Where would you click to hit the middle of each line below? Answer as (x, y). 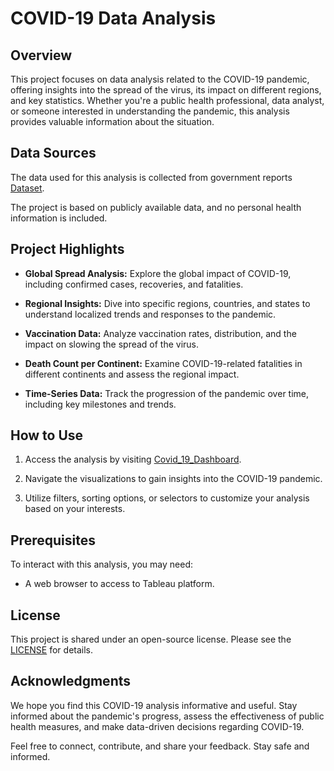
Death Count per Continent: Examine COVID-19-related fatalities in (163, 363)
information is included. (59, 218)
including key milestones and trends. (100, 404)
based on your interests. (75, 509)
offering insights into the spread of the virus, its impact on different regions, (166, 90)
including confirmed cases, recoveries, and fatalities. (134, 284)
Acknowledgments (71, 681)
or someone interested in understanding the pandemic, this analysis (150, 111)
